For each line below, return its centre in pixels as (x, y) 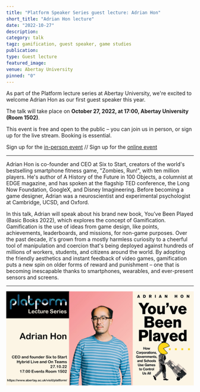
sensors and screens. (33, 277)
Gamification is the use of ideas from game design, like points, (83, 226)
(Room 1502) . (23, 118)
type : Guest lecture (32, 57)
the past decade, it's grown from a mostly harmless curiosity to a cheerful (97, 240)
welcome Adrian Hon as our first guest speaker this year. (76, 100)
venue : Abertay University (40, 69)
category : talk (25, 38)
